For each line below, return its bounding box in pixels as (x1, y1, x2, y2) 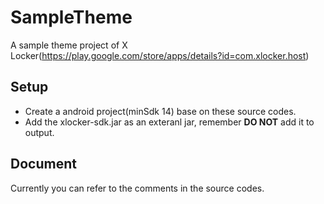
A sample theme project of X (10, 39, 128, 51)
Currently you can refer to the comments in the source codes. (10, 182, 265, 194)
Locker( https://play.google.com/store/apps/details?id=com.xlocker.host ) (10, 49, 310, 61)
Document (10, 156, 77, 173)
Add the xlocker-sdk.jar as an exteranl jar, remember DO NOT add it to (24, 116, 315, 128)
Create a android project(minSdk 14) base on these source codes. (24, 105, 297, 117)
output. (24, 126, 55, 138)
